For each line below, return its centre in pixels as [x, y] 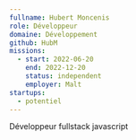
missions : [28, 51]
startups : [28, 92]
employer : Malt [54, 84]
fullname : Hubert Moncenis [59, 17]
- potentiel [40, 101]
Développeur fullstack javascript [69, 127]
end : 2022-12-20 [56, 68]
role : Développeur [43, 26]
